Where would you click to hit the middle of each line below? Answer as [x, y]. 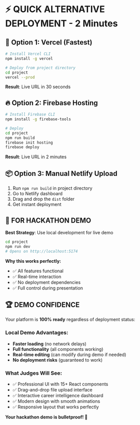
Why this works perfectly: [33, 261]
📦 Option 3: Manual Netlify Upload [61, 173]
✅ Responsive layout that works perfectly [56, 407]
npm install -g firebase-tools [38, 119]
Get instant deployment [37, 204]
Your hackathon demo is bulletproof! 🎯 [46, 417]
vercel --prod [20, 77]
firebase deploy [22, 147]
